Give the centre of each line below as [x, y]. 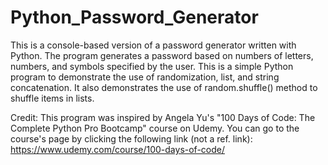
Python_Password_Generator [134, 17]
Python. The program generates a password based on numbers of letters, [162, 55]
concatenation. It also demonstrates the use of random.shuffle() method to [164, 87]
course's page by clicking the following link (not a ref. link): [131, 138]
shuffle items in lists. [52, 98]
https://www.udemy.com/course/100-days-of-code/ [118, 149]
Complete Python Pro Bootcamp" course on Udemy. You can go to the [155, 128]
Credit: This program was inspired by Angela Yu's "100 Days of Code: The [163, 117]
